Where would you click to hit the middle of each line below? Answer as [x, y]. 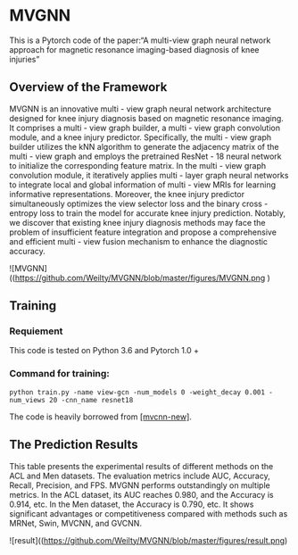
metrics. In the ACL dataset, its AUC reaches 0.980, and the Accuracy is [141, 494]
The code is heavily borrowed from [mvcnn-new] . [100, 417]
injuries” [25, 59]
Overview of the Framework [88, 87]
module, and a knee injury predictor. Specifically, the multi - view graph [141, 137]
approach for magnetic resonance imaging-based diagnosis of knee [134, 49]
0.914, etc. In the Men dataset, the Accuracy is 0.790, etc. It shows [132, 504]
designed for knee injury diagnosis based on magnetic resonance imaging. [146, 118]
